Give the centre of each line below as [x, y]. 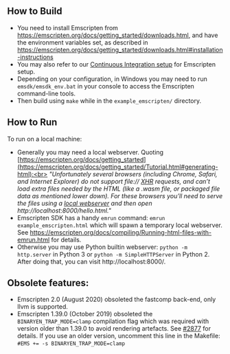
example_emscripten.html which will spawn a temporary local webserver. [120, 225]
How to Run [32, 122]
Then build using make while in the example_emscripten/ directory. [109, 101]
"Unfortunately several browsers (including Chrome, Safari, [133, 174]
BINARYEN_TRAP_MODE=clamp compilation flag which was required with [113, 321]
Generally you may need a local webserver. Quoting [90, 152]
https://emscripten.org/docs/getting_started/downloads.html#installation [120, 49]
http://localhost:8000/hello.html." [64, 210]
